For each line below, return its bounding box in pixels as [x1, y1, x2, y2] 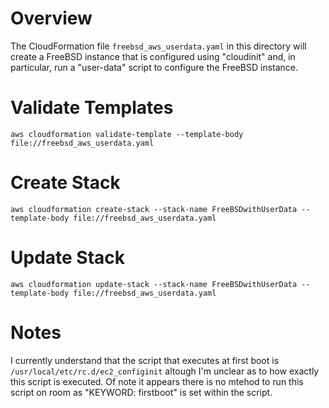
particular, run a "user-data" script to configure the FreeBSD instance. [10, 61, 299, 73]
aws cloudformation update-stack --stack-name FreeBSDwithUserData [10, 279, 298, 289]
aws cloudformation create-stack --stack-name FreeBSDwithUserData [10, 204, 298, 214]
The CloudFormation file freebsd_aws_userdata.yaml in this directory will [10, 40, 307, 52]
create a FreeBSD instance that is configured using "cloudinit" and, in [10, 50, 296, 62]
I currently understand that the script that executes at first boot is [10, 354, 280, 366]
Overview [10, 7, 93, 30]
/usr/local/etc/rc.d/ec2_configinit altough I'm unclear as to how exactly [10, 365, 320, 377]
